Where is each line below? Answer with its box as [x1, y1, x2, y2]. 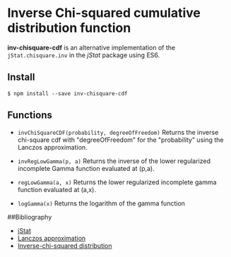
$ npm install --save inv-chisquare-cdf [7, 90, 129, 97]
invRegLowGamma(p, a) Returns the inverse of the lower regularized [17, 157, 211, 165]
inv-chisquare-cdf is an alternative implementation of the [7, 43, 175, 52]
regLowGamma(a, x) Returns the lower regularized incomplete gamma [17, 178, 217, 186]
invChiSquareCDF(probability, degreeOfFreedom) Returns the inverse [17, 128, 219, 136]
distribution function [7, 20, 131, 36]
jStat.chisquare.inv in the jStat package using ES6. [7, 51, 160, 59]
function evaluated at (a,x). [17, 185, 97, 193]
